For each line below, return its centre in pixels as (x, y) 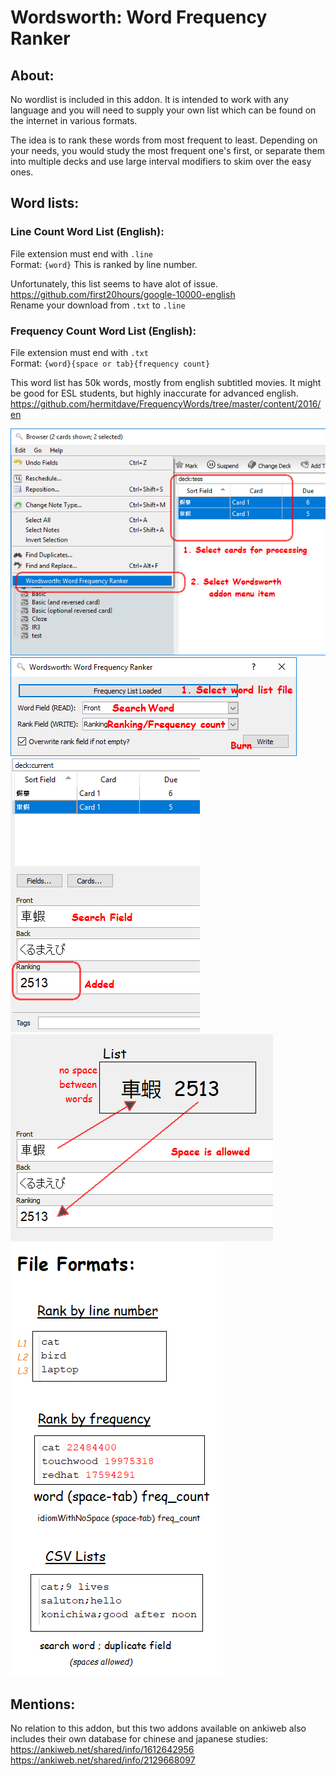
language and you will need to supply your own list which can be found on (163, 110)
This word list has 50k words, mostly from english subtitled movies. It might (166, 382)
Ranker (40, 38)
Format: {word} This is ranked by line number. (104, 264)
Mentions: (43, 1704)
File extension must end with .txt (79, 352)
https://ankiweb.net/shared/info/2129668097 (103, 1760)
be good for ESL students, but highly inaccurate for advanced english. (154, 393)
